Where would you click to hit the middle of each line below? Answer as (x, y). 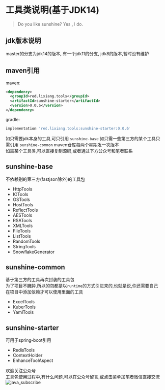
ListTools (22, 236)
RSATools (22, 220)
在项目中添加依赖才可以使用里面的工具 (44, 292)
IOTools (20, 194)
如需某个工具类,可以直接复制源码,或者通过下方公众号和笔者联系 (69, 151)
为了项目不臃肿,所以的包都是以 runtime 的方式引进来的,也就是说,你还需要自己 (82, 286)
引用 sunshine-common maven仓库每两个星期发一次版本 (64, 145)
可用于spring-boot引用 (28, 340)
